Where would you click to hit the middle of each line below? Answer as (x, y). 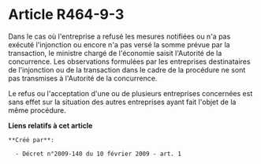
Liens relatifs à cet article (50, 125)
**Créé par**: (32, 140)
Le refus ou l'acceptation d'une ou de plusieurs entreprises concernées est (130, 93)
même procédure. (37, 110)
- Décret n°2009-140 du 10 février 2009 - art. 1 (98, 154)
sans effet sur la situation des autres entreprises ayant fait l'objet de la (122, 102)
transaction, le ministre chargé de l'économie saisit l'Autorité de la (115, 53)
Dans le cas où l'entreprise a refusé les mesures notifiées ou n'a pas (119, 36)
